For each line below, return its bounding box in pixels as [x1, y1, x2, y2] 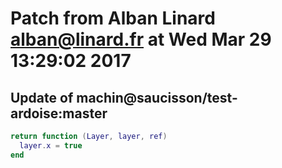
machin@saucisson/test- [76, 89, 238, 106]
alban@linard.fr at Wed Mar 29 [10, 28, 272, 51]
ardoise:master [10, 105, 108, 122]
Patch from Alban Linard [10, 7, 216, 30]
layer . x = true [19, 140, 83, 151]
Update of [10, 89, 74, 106]
